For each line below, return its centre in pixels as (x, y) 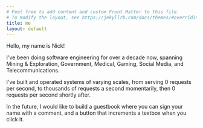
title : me (19, 23)
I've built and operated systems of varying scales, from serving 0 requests (99, 82)
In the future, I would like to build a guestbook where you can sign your (95, 107)
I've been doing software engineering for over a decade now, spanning (95, 57)
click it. (15, 120)
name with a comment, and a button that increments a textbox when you (96, 113)
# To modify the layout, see (43, 18)
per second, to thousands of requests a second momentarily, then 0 (91, 89)
